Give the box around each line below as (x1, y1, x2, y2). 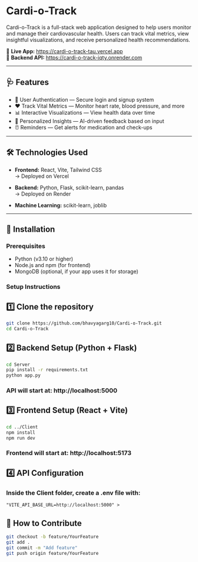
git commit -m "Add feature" (6, 545, 78, 551)
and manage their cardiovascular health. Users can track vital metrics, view (6, 30, 189, 37)
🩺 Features (6, 77, 49, 87)
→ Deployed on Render (14, 190, 71, 197)
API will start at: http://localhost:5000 (6, 386, 118, 395)
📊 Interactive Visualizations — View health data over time (14, 109, 155, 116)
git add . (6, 539, 31, 545)
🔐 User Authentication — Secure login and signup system (14, 96, 154, 103)
